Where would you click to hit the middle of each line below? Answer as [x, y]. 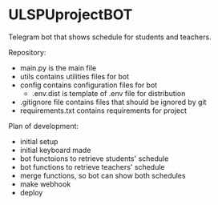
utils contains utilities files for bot [75, 76]
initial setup [39, 141]
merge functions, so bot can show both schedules [103, 175]
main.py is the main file [58, 68]
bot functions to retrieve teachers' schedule [92, 167]
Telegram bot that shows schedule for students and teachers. [110, 37]
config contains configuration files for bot [89, 85]
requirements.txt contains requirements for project [103, 111]
